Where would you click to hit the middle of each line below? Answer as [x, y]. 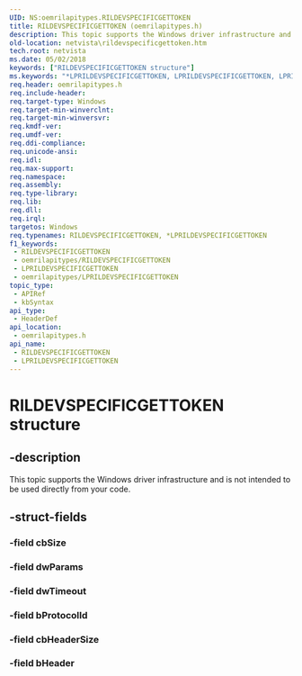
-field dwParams [46, 566]
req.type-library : [44, 194]
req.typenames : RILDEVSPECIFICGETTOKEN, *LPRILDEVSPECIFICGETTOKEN [138, 235]
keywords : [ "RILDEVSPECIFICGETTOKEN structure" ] [102, 68]
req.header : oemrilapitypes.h [66, 85]
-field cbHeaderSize [54, 639]
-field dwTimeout [48, 590]
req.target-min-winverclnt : [62, 110]
